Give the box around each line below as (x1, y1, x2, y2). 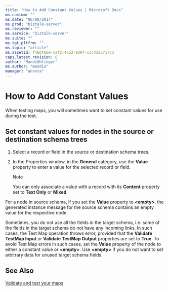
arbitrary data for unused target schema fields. (5, 251, 103, 258)
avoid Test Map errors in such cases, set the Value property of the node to (5, 241, 161, 247)
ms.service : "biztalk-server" (5, 31, 69, 36)
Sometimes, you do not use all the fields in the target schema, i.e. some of (5, 219, 160, 226)
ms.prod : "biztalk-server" (5, 21, 62, 27)
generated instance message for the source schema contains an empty (5, 204, 154, 210)
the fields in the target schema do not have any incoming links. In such (5, 225, 153, 231)
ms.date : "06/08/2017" (5, 17, 53, 22)
